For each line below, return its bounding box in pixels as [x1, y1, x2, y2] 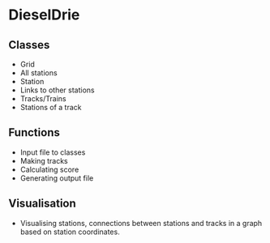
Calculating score [19, 164, 79, 174]
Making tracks [19, 156, 68, 165]
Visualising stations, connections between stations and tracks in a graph [19, 218, 263, 228]
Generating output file [19, 173, 94, 183]
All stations [19, 68, 58, 78]
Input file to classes [19, 147, 86, 157]
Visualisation [8, 197, 77, 211]
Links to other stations [19, 85, 95, 95]
